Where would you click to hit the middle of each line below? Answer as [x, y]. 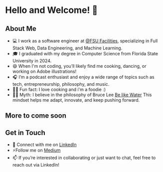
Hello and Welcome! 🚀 [52, 10]
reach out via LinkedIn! [36, 165]
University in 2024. [32, 61]
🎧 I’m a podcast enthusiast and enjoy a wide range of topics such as [83, 77]
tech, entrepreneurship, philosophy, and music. [61, 84]
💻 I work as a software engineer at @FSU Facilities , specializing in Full [85, 41]
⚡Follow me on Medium [36, 150]
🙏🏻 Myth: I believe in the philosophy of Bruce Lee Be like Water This [82, 95]
